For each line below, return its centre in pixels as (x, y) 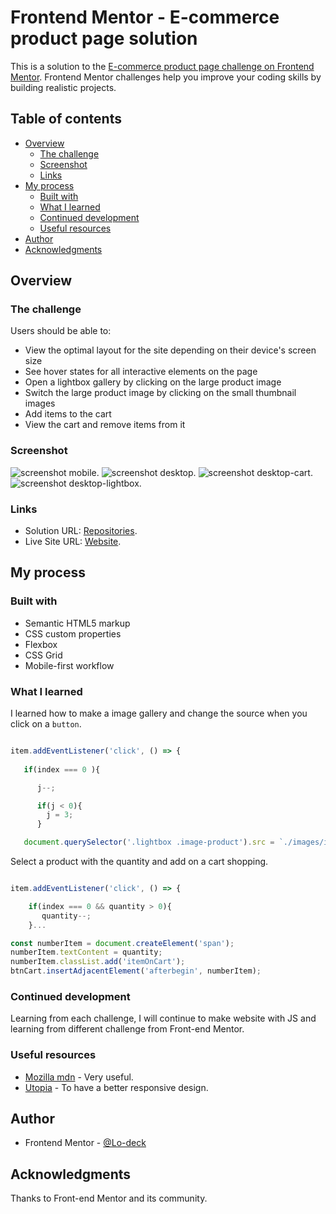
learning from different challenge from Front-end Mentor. (127, 1029)
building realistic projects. (63, 87)
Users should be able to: (61, 331)
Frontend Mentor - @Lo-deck (85, 1143)
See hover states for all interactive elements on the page (141, 372)
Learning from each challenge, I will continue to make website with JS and (163, 1018)
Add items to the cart (68, 414)
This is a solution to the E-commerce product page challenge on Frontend (162, 66)
